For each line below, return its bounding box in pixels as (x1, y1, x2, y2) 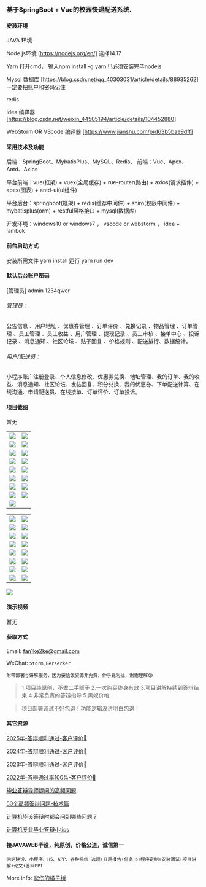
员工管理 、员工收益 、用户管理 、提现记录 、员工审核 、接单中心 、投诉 (18, 330, 200, 337)
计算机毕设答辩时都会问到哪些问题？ (6, 813, 98, 820)
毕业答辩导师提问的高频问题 (6, 786, 77, 794)
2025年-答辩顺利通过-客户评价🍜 (6, 734, 88, 741)
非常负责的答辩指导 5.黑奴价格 (33, 691, 110, 698)
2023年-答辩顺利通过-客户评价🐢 (6, 760, 88, 768)
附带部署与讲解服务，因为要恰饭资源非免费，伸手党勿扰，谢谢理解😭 (6, 672, 153, 678)
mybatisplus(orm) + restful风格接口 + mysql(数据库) (6, 207, 137, 214)
